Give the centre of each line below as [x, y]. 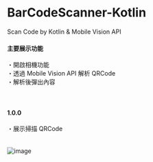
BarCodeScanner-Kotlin [76, 13]
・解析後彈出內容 [31, 82]
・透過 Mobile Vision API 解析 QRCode [61, 73]
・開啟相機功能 [28, 65]
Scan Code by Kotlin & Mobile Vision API [64, 32]
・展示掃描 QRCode [35, 129]
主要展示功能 [25, 48]
